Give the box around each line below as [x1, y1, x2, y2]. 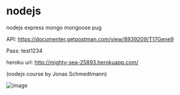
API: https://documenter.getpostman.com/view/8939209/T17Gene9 [6, 35, 175, 42]
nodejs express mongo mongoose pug [6, 24, 102, 31]
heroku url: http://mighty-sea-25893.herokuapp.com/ [6, 59, 138, 66]
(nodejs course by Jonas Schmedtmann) [6, 70, 107, 77]
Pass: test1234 [6, 47, 43, 54]
